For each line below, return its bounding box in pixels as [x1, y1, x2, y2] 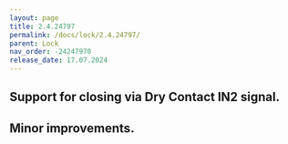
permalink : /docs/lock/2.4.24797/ [9, 30, 141, 39]
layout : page [9, 13, 59, 23]
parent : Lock [9, 38, 59, 48]
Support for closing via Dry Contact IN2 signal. [9, 89, 281, 105]
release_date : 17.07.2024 [9, 56, 108, 65]
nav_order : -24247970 [9, 47, 92, 57]
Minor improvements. [9, 120, 135, 136]
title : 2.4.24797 [9, 22, 76, 31]
